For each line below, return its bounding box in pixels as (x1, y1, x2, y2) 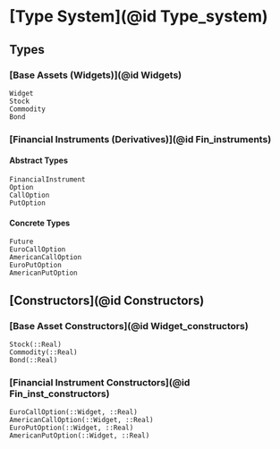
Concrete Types (9, 217, 71, 228)
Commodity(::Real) (9, 347, 78, 357)
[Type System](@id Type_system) (9, 6, 268, 27)
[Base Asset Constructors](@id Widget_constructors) (9, 319, 249, 332)
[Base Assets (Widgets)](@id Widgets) (9, 69, 182, 81)
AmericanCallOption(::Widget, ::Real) (9, 416, 154, 425)
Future (9, 237, 34, 247)
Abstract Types (9, 155, 69, 166)
